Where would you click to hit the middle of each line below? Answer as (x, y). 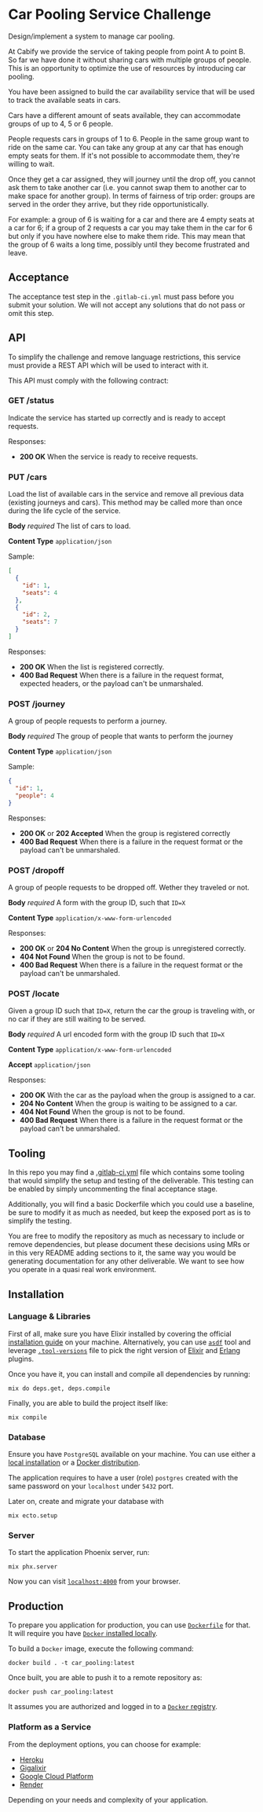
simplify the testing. (40, 1221)
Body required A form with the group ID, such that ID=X (97, 902)
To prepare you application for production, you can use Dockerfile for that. (130, 1625)
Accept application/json (49, 1065)
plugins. (21, 1359)
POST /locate (34, 993)
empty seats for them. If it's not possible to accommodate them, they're (124, 156)
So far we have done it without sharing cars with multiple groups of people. (130, 60)
